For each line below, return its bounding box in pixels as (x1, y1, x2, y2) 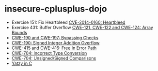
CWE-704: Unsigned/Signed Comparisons (11, 55, 96, 61)
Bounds (11, 29, 27, 35)
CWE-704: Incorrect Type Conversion (11, 50, 87, 56)
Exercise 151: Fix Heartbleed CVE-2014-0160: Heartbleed (11, 19, 126, 25)
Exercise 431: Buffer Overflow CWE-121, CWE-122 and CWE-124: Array (11, 24, 154, 30)
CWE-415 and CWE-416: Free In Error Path (11, 45, 97, 51)
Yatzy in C (11, 60, 32, 66)
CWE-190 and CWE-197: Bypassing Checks (11, 35, 99, 41)
